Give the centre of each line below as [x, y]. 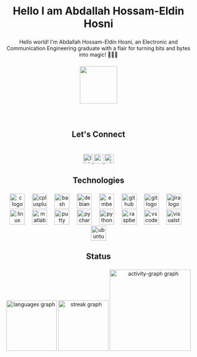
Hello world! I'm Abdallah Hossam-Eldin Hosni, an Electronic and [98, 42]
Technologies [98, 180]
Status [98, 256]
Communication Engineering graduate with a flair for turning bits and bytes [98, 49]
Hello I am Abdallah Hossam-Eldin [98, 11]
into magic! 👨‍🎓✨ [98, 55]
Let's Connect [98, 134]
